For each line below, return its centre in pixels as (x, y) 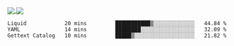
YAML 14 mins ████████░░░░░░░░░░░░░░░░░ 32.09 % (117, 30)
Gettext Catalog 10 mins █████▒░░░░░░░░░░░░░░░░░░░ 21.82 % (117, 36)
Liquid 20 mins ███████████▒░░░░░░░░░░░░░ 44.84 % (117, 24)
